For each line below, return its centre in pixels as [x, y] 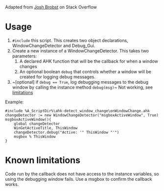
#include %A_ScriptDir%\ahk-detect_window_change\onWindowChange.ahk [78, 111]
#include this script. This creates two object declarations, [70, 40]
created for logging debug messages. [57, 77]
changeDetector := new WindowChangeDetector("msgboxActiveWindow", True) [82, 115]
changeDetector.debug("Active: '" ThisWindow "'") [67, 132]
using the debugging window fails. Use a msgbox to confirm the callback [79, 179]
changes [28, 66]
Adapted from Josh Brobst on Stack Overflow [51, 7]
